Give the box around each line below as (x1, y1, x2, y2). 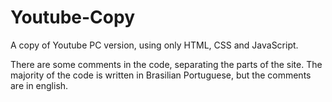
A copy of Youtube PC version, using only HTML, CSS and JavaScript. (10, 39, 299, 51)
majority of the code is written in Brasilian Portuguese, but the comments (10, 69, 312, 81)
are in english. (10, 79, 69, 91)
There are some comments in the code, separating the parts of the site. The (10, 58, 323, 70)
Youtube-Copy (10, 6, 136, 29)
